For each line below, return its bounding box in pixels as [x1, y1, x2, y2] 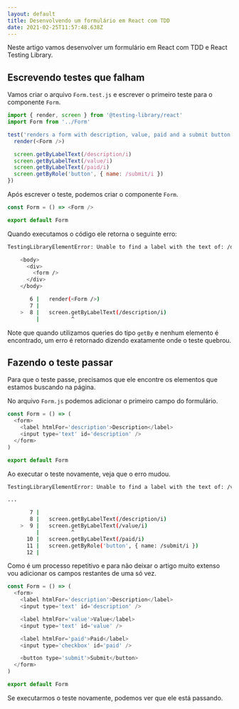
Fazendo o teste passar [7, 356, 113, 368]
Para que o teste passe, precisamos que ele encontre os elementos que [7, 376, 218, 384]
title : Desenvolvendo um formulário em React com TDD [7, 17, 171, 24]
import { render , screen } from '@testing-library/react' [7, 112, 183, 119]
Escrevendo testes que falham [7, 71, 145, 83]
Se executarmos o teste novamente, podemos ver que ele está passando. [7, 693, 223, 702]
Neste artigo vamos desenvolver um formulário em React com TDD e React [7, 43, 228, 52]
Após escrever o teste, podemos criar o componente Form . [7, 190, 179, 199]
